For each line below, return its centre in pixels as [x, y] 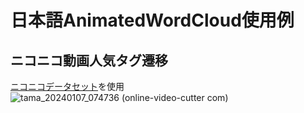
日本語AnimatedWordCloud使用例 [152, 20]
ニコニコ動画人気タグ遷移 [89, 60]
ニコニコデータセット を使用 [67, 86]
